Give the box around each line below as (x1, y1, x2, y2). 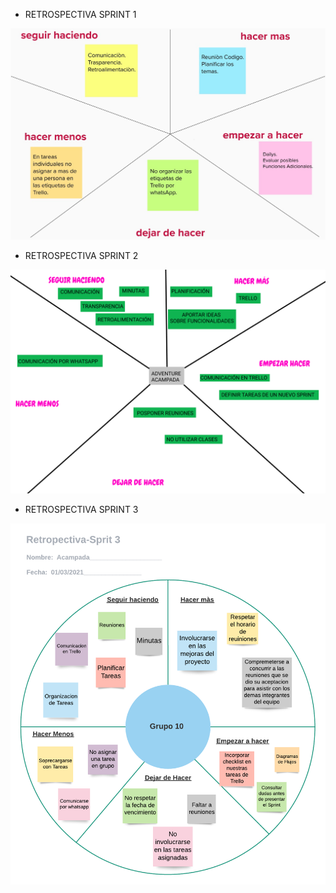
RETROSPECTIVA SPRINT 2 (24, 250, 139, 262)
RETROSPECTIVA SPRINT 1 (24, 9, 137, 20)
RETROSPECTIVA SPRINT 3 (24, 504, 139, 516)
